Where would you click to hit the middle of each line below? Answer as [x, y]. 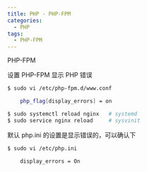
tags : [15, 34]
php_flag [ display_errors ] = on [66, 101]
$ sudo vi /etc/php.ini [42, 148]
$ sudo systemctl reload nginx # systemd [72, 114]
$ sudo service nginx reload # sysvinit [74, 120]
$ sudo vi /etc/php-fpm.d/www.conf [60, 88]
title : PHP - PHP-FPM [39, 14]
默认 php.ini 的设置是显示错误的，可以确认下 [72, 134]
